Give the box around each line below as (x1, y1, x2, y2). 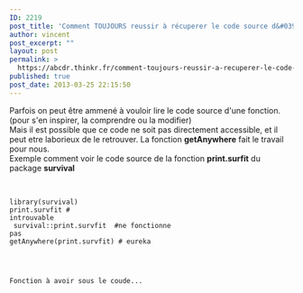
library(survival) (9, 197, 78, 206)
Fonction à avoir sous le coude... (9, 276, 143, 285)
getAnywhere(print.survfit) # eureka (9, 236, 151, 246)
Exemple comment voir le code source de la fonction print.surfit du (9, 152, 262, 163)
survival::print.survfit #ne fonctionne (13, 221, 171, 230)
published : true (9, 72, 70, 81)
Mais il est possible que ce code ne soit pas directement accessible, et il (9, 124, 279, 135)
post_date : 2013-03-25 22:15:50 (9, 80, 131, 89)
